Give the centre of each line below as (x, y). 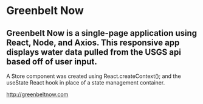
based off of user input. (52, 61)
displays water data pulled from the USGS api (94, 52)
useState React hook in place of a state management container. (86, 82)
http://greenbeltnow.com (37, 94)
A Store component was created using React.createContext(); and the (94, 76)
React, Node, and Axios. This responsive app (93, 42)
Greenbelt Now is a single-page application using (102, 33)
